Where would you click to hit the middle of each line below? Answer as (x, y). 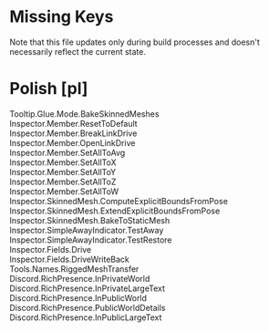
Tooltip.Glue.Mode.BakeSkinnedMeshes (84, 114)
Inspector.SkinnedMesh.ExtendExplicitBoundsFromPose (115, 211)
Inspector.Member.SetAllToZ (63, 182)
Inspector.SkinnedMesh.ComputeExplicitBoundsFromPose (119, 201)
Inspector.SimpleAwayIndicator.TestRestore (91, 240)
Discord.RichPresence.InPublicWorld (78, 297)
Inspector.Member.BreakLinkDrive (73, 133)
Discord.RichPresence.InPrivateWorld (80, 278)
